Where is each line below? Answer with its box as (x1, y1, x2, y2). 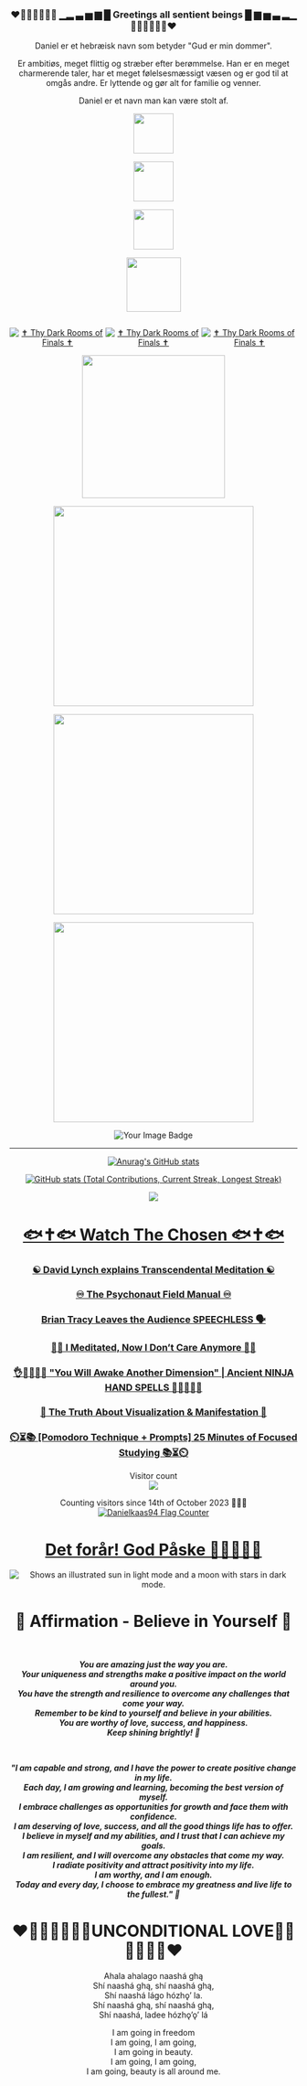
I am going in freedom (111, 2027, 196, 2038)
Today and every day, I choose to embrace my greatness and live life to (15, 1879, 292, 1890)
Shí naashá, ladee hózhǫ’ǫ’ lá (99, 2009, 208, 2020)
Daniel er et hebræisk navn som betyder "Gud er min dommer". (35, 40, 272, 51)
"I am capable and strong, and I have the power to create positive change (10, 1762, 297, 1773)
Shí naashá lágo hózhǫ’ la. (104, 1990, 203, 2001)
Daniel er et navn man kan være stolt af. (79, 95, 228, 106)
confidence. (129, 1811, 178, 1823)
